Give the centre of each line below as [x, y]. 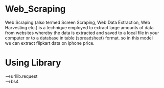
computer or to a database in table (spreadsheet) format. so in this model [79, 38]
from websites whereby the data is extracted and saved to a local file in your [82, 33]
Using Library [33, 63]
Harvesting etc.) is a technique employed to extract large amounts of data [80, 27]
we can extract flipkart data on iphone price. [50, 43]
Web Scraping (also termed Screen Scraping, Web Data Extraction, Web [78, 22]
